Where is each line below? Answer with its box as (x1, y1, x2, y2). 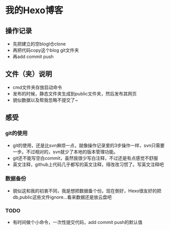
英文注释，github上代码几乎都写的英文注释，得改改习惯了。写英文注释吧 (12, 161, 164, 168)
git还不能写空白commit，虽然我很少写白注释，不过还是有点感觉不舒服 (12, 155, 158, 161)
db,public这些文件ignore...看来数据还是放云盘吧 (12, 194, 112, 200)
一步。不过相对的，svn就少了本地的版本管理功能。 (12, 148, 118, 155)
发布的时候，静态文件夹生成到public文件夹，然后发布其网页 (12, 90, 137, 96)
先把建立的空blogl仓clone (12, 41, 66, 47)
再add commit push (12, 54, 54, 59)
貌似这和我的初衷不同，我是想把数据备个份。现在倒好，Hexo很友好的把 (12, 187, 161, 193)
